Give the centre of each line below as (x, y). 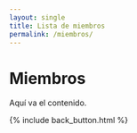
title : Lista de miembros (57, 26)
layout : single (37, 17)
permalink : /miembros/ (51, 34)
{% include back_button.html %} (69, 121)
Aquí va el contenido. (48, 103)
